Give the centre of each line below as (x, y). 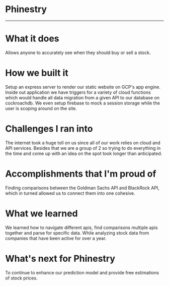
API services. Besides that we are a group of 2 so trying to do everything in (83, 148)
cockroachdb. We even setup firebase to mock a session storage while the (82, 103)
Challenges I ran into (49, 129)
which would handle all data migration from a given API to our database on (82, 97)
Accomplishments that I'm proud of (81, 174)
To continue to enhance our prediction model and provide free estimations (82, 272)
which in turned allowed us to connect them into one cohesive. (70, 193)
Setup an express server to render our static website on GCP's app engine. (83, 87)
